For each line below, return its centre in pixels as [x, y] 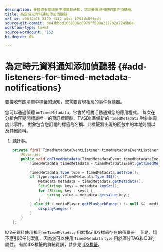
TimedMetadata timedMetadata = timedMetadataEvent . [83, 164]
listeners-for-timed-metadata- [69, 77]
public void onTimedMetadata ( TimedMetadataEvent [71, 159]
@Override [31, 155]
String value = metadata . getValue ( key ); [89, 195]
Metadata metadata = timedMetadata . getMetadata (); [91, 182]
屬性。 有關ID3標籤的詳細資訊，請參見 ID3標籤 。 [54, 244]
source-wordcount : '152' [30, 32]
